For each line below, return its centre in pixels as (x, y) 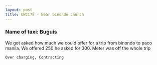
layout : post (19, 10)
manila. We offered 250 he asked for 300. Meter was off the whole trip (78, 48)
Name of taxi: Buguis (31, 32)
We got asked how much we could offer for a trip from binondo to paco (79, 42)
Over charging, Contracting (35, 57)
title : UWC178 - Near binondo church (45, 14)
